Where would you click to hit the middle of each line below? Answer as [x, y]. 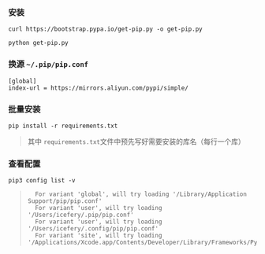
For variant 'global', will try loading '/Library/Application [141, 194]
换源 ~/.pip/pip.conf [49, 64]
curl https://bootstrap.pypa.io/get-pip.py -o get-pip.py [105, 29]
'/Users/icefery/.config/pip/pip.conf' [93, 229]
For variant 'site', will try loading [99, 236]
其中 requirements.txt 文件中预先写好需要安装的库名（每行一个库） [136, 141]
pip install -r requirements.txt [63, 126]
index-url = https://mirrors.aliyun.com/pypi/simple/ [99, 88]
